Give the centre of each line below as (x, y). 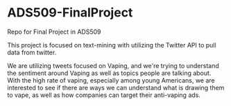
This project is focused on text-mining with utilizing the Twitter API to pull (112, 45)
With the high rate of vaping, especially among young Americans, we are (111, 80)
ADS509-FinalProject (70, 13)
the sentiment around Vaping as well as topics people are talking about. (109, 73)
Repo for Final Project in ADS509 (54, 32)
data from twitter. (32, 52)
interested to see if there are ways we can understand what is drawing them (116, 87)
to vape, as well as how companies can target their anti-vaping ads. (104, 95)
